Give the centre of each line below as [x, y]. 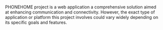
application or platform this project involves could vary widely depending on [82, 17]
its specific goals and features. [36, 22]
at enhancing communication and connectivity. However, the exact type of [80, 12]
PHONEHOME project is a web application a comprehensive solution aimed [81, 7]
